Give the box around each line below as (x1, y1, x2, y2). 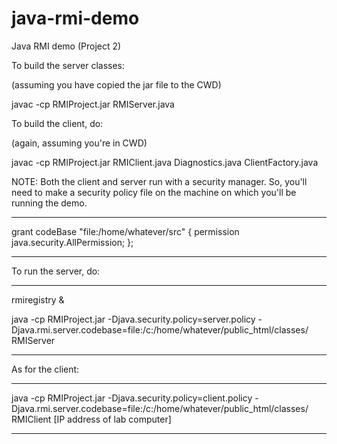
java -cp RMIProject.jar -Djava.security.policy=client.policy (11, 392, 253, 404)
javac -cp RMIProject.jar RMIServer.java (11, 98, 175, 110)
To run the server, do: (11, 265, 101, 277)
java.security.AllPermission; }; (11, 236, 134, 248)
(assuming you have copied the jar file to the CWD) (11, 78, 222, 91)
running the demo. (11, 197, 88, 209)
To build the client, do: (11, 117, 104, 129)
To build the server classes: (11, 59, 125, 71)
